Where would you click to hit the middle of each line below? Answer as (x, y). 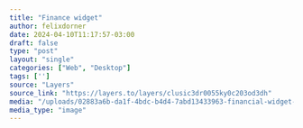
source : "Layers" (42, 85)
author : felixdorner (48, 26)
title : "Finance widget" (56, 18)
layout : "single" (42, 59)
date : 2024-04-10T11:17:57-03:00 (72, 34)
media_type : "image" (48, 110)
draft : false (34, 43)
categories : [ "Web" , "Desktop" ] (70, 69)
